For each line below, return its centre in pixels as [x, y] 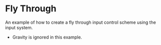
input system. [19, 27]
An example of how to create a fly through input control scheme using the [81, 22]
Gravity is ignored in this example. [47, 37]
